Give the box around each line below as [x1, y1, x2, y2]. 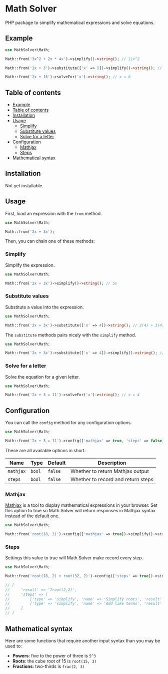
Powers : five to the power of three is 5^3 [12, 652, 96, 658]
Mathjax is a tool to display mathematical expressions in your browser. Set [5, 502, 157, 508]
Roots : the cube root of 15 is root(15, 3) [12, 658, 96, 664]
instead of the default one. [5, 513, 60, 519]
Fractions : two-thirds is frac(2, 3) [12, 663, 85, 669]
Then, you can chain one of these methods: [5, 238, 95, 244]
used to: [5, 643, 22, 649]
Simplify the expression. [5, 262, 55, 268]
